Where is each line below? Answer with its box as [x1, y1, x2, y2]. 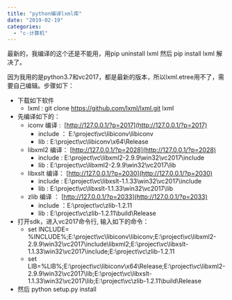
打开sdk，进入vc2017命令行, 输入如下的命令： [17, 217, 149, 226]
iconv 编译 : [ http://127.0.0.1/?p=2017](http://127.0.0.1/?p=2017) [27, 121, 208, 129]
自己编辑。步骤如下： [13, 81, 74, 90]
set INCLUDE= [27, 225, 69, 233]
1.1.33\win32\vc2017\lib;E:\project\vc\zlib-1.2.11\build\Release [27, 277, 201, 285]
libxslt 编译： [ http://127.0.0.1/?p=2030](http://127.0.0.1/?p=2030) [27, 169, 213, 178]
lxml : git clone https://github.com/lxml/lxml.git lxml [27, 104, 174, 112]
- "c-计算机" [13, 29, 48, 37]
